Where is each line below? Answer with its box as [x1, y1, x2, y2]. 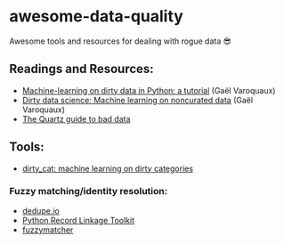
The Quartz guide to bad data [21, 113, 131, 124]
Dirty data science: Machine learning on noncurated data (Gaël [21, 94, 254, 105]
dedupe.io [21, 205, 60, 216]
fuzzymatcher [21, 224, 74, 235]
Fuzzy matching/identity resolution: [9, 185, 168, 198]
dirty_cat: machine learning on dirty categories [21, 163, 194, 174]
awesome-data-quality [9, 6, 184, 27]
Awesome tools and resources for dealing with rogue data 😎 [9, 36, 231, 46]
